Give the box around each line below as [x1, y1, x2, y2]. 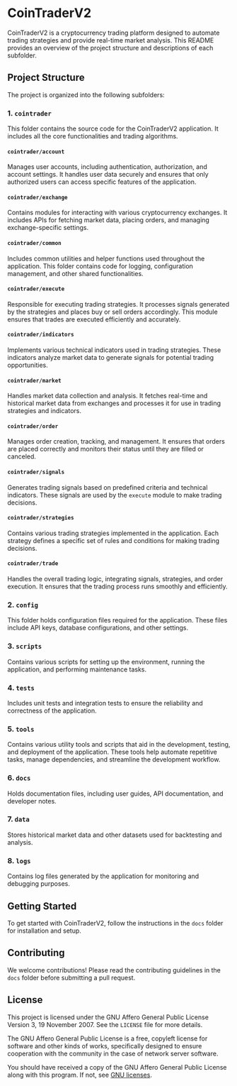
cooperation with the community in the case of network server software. [7, 1049, 219, 1058]
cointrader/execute [7, 285, 65, 292]
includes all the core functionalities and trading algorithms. [7, 132, 178, 141]
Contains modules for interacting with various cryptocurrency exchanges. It [7, 208, 228, 217]
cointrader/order [7, 422, 59, 430]
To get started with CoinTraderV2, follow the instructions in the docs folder [7, 918, 224, 927]
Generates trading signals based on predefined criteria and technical [7, 483, 208, 491]
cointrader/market [7, 377, 62, 384]
